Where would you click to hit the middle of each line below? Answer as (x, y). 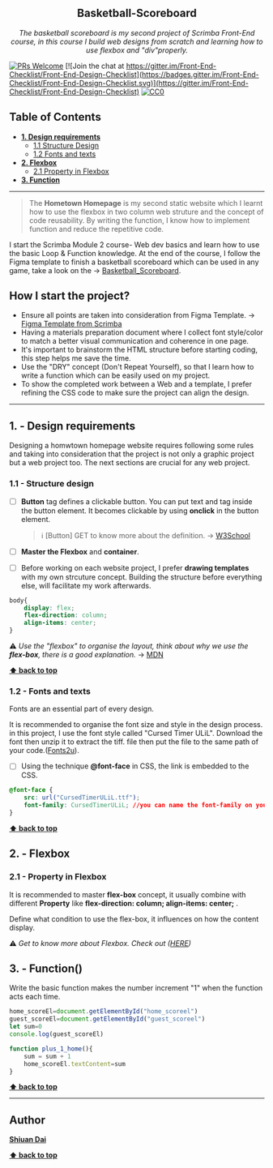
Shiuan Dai (28, 1140)
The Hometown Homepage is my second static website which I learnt (146, 203)
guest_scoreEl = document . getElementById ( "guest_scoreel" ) (107, 1019)
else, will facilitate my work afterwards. (86, 585)
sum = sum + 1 (47, 1056)
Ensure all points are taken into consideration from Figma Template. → (138, 315)
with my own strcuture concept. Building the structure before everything (141, 577)
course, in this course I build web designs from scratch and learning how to (137, 41)
